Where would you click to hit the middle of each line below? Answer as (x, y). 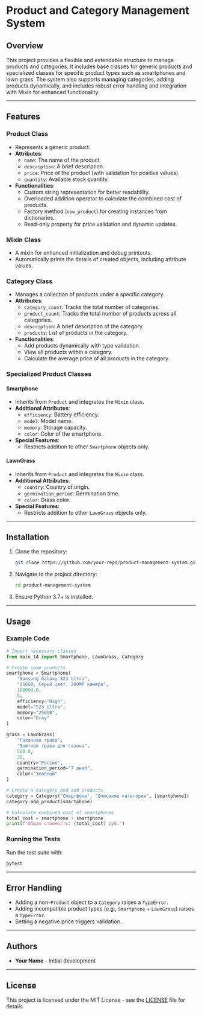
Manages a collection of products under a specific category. (90, 294)
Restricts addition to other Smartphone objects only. (87, 447)
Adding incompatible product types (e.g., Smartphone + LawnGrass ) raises (104, 909)
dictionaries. (39, 217)
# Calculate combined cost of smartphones (60, 812)
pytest (14, 864)
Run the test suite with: (35, 852)
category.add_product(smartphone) (50, 801)
